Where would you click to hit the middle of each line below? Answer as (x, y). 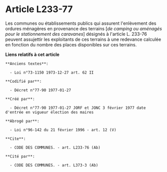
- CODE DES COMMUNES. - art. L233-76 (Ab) (55, 147)
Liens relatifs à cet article (32, 54)
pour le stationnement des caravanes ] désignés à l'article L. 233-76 (76, 34)
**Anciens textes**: (27, 64)
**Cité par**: (20, 156)
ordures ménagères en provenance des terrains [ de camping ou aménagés (84, 28)
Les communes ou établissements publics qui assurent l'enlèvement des (81, 23)
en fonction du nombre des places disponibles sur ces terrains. (71, 44)
